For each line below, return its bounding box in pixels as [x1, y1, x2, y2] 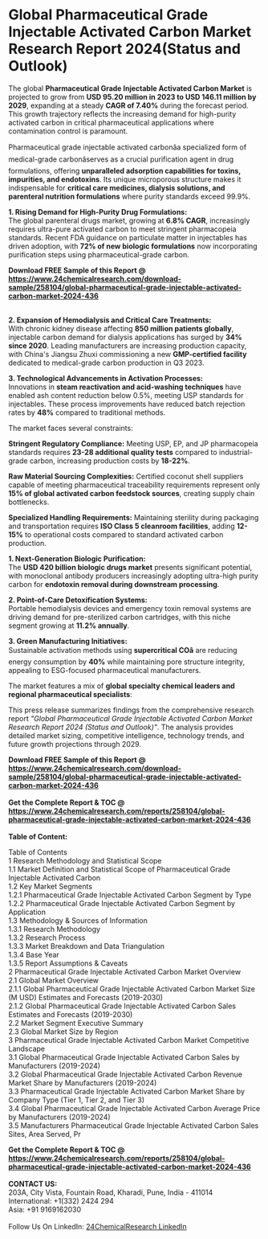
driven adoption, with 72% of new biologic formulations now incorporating [8, 241, 258, 251]
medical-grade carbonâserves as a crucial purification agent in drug [8, 154, 234, 164]
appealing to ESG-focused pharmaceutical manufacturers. [8, 665, 201, 675]
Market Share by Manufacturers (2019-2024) [8, 1077, 157, 1087]
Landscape [8, 1044, 46, 1053]
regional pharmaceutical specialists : [8, 689, 132, 699]
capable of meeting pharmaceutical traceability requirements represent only [8, 480, 261, 490]
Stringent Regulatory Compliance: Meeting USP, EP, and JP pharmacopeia [8, 438, 258, 448]
